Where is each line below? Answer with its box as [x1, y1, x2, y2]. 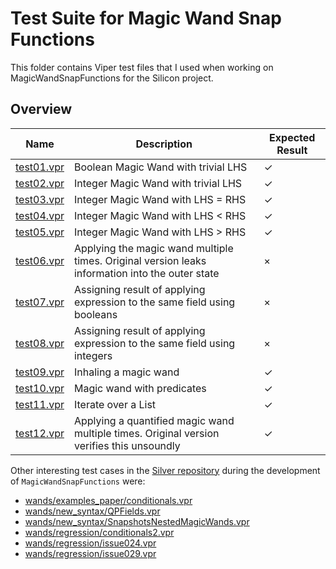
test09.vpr [15, 365, 65, 379]
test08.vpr [15, 336, 65, 350]
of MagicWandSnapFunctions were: [10, 475, 146, 487]
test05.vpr [15, 225, 65, 239]
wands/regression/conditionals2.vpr [24, 526, 175, 538]
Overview [10, 101, 73, 118]
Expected [269, 130, 316, 144]
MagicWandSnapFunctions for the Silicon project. [10, 72, 214, 84]
